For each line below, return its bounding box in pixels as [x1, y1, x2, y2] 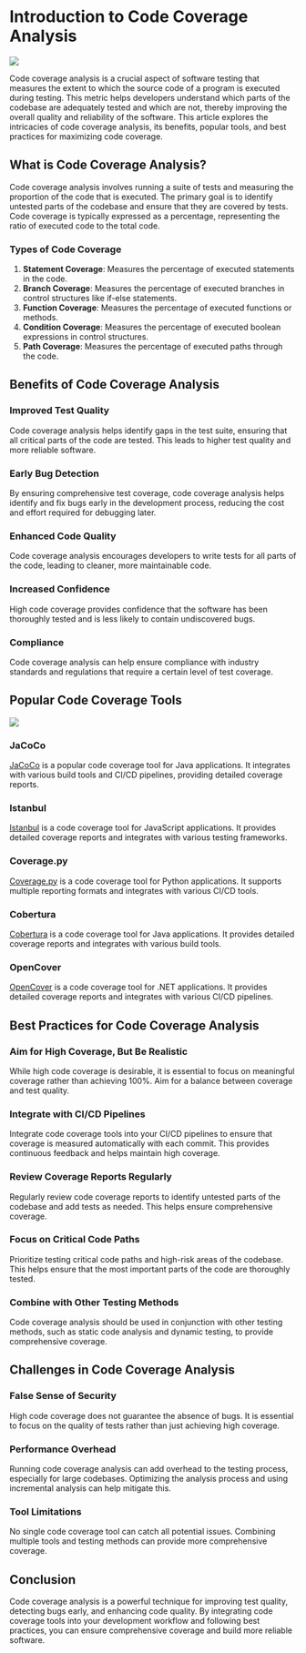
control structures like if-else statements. [22, 293, 178, 304]
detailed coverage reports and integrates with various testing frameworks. [9, 832, 288, 843]
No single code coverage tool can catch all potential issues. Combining [9, 1526, 276, 1537]
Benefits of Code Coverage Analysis [9, 377, 220, 392]
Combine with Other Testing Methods [9, 1295, 179, 1308]
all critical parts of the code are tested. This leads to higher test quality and [9, 434, 291, 445]
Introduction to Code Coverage [9, 6, 249, 27]
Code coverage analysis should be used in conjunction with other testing [9, 1317, 283, 1328]
